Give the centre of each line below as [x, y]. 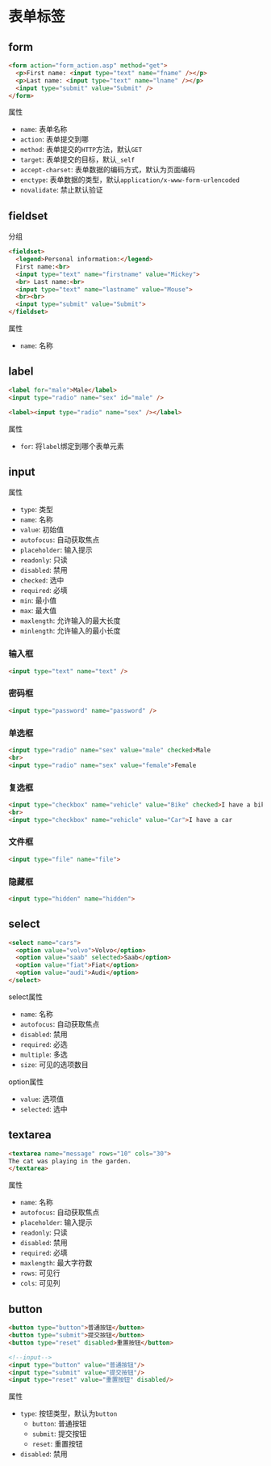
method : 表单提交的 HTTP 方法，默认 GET [81, 150]
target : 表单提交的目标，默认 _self [77, 159]
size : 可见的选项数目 [54, 1064]
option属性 [26, 1082]
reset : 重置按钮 [57, 1444]
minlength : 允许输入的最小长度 [70, 631]
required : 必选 [44, 1044]
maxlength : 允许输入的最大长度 [70, 621]
